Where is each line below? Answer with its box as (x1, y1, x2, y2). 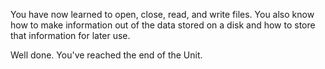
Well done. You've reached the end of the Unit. (10, 49, 203, 61)
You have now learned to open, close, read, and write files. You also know (10, 9, 315, 20)
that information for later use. (10, 30, 131, 41)
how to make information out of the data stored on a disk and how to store (10, 19, 316, 31)
